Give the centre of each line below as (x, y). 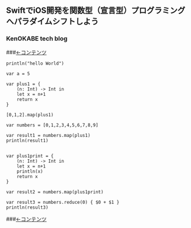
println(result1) (27, 140)
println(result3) (27, 207)
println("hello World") (35, 63)
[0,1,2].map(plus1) (30, 115)
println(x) (30, 171)
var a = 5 (18, 73)
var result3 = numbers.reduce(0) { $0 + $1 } (63, 202)
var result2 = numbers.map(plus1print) (55, 192)
